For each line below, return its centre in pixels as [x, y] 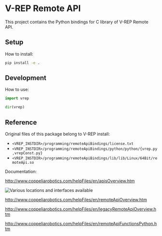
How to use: [17, 90]
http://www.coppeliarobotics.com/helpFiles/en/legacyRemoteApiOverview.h [81, 209]
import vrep [17, 98]
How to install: [19, 54]
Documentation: [21, 172]
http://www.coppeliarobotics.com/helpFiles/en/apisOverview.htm [70, 181]
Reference [21, 122]
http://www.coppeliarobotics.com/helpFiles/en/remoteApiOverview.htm [76, 200]
